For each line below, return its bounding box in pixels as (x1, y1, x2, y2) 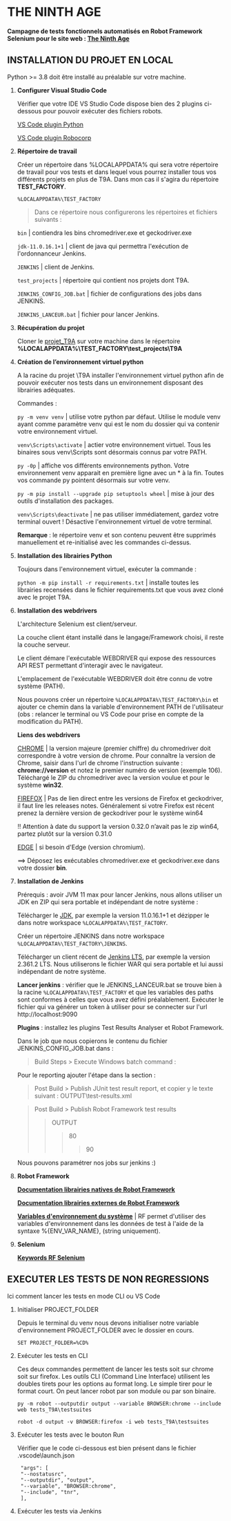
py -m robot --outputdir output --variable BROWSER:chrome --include (17, 1400, 222, 1407)
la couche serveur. (17, 640, 70, 649)
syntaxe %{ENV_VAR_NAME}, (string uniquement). (17, 1227, 161, 1235)
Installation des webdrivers (17, 606, 98, 615)
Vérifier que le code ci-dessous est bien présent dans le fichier (17, 1444, 197, 1452)
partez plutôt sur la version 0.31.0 (17, 830, 112, 838)
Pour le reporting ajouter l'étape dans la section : (17, 1071, 157, 1079)
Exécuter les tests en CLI (17, 1351, 88, 1359)
